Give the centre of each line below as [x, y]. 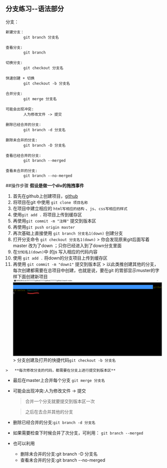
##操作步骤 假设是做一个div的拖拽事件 [45, 185]
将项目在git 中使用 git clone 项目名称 [50, 202]
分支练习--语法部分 [35, 9]
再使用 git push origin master [44, 227]
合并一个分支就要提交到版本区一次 [60, 401]
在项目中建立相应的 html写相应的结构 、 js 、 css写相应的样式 [70, 208]
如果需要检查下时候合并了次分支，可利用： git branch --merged [78, 433]
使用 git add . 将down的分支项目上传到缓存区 [60, 258]
